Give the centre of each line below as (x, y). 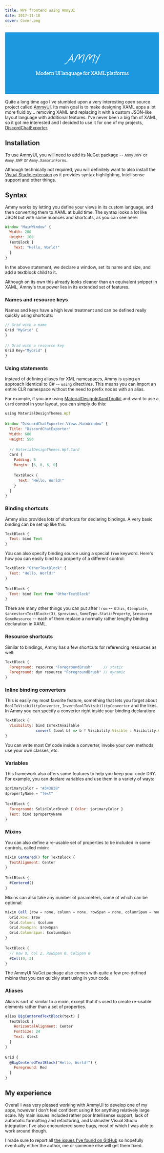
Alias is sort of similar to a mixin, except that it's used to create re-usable (78, 1001)
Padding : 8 (25, 460)
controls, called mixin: (27, 847)
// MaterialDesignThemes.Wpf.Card (44, 450)
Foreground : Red (31, 1068)
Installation (22, 143)
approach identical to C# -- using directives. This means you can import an (81, 384)
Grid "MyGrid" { (21, 330)
